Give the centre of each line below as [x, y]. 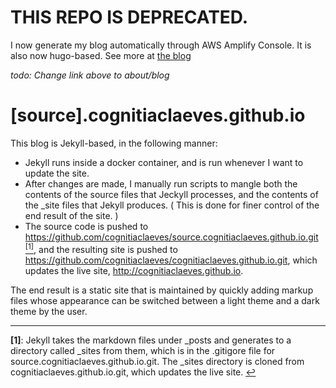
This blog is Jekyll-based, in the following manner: [114, 143]
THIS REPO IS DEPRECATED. [129, 17]
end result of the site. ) [71, 215]
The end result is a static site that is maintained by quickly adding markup [162, 290]
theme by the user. [49, 311]
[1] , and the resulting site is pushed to [101, 248]
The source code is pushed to [86, 226]
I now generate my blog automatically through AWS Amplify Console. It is [161, 45]
